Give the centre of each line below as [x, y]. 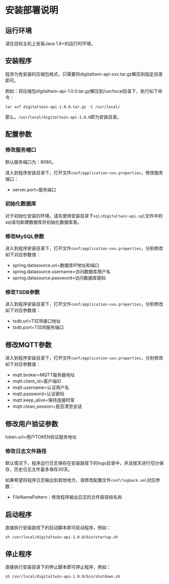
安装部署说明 [32, 10]
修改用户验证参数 [32, 424]
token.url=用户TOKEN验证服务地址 [41, 437]
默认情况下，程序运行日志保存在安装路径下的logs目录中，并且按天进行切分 [82, 463]
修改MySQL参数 [25, 236]
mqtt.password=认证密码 [38, 394]
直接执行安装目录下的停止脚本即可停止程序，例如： [58, 567]
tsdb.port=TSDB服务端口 [38, 328]
